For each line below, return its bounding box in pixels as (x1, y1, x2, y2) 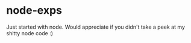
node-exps (6, 4, 62, 17)
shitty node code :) (6, 29, 53, 36)
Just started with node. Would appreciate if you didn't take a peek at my (6, 23, 186, 30)
